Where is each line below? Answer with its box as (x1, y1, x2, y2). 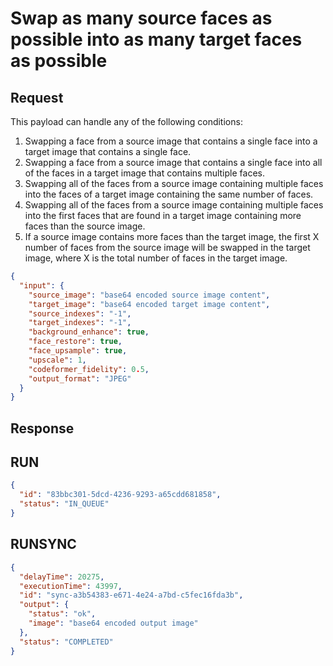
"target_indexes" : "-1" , (28, 318, 132, 328)
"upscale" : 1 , (28, 355, 87, 365)
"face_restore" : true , (28, 337, 123, 347)
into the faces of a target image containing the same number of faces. (24, 188, 314, 200)
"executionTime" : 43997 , (19, 581, 123, 591)
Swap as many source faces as (10, 7, 273, 30)
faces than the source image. (24, 220, 146, 232)
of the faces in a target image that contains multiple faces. (24, 167, 265, 179)
